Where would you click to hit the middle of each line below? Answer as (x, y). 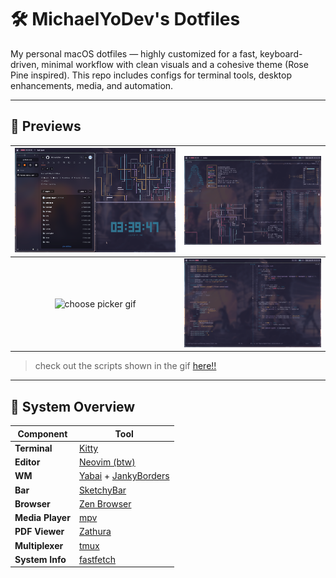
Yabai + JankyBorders (124, 476)
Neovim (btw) (107, 462)
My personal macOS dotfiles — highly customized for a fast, (134, 53)
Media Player (42, 518)
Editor (27, 462)
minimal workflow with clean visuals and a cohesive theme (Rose (175, 64)
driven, (25, 64)
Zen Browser (105, 503)
